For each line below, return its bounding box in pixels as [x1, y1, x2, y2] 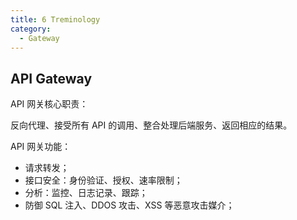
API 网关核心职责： [10, 98, 89, 110]
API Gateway [10, 70, 93, 87]
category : [10, 24, 52, 34]
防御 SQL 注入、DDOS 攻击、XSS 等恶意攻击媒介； [24, 199, 235, 211]
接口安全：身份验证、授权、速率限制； [24, 174, 183, 186]
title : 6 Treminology [10, 14, 101, 25]
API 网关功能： [10, 141, 72, 153]
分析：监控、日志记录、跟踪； [24, 187, 148, 199]
